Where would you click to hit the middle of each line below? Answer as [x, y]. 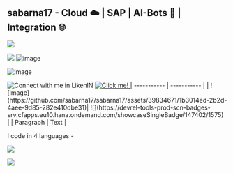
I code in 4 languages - [41, 135]
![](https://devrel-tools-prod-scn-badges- [150, 107]
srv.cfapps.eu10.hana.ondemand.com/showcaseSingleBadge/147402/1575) [115, 114]
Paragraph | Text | [41, 122]
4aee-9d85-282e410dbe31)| [48, 107]
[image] [18, 92]
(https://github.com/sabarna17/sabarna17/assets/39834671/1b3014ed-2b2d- [117, 100]
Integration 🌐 [37, 28]
